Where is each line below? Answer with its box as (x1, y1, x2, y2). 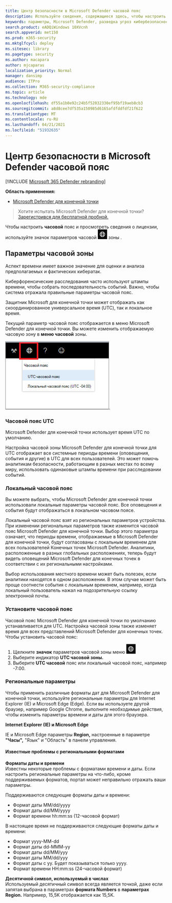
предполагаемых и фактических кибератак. (5, 268, 101, 275)
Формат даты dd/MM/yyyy (12, 807, 71, 814)
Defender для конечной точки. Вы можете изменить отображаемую (5, 326, 154, 332)
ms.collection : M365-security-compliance (5, 84, 95, 89)
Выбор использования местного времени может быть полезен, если (5, 571, 157, 577)
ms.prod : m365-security (5, 35, 56, 41)
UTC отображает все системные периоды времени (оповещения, (5, 450, 149, 456)
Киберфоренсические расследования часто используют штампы (5, 278, 149, 284)
